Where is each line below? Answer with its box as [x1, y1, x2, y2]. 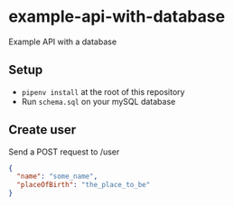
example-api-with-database [8, 6, 226, 27]
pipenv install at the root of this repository [21, 86, 185, 97]
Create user [8, 122, 77, 137]
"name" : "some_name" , [16, 172, 98, 182]
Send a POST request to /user [8, 146, 120, 157]
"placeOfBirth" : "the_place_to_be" [16, 181, 151, 190]
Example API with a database [8, 36, 117, 47]
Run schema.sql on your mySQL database [21, 96, 176, 107]
